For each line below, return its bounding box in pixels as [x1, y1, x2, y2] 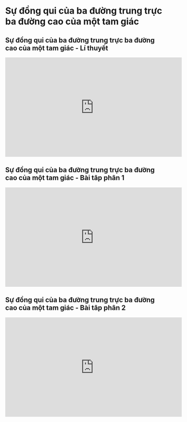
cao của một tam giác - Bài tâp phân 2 [5, 303, 126, 312]
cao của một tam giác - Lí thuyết [5, 43, 108, 52]
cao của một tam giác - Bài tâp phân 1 [5, 174, 124, 182]
